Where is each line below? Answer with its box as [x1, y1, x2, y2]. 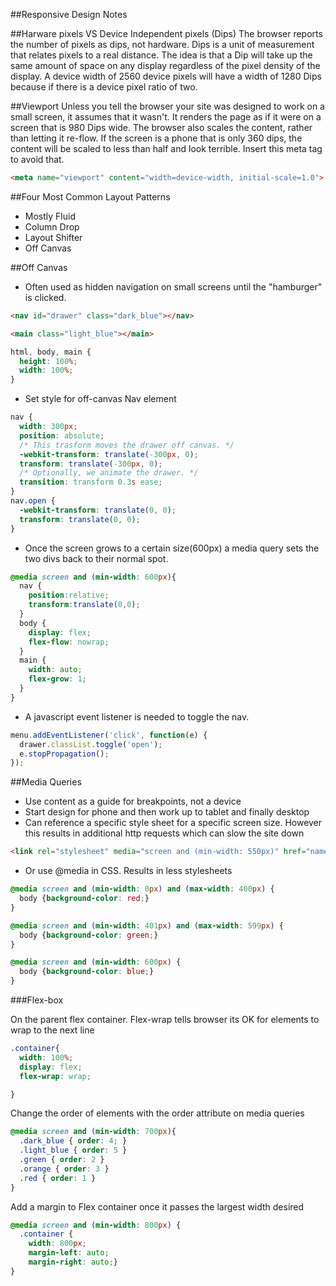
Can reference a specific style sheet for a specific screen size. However [24, 817, 323, 829]
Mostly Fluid [24, 210, 76, 222]
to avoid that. [10, 154, 65, 165]
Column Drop [24, 220, 80, 233]
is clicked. [24, 291, 67, 303]
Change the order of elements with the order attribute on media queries [10, 1107, 305, 1119]
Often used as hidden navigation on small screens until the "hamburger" [24, 280, 323, 293]
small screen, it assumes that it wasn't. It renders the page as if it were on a [10, 111, 322, 123]
